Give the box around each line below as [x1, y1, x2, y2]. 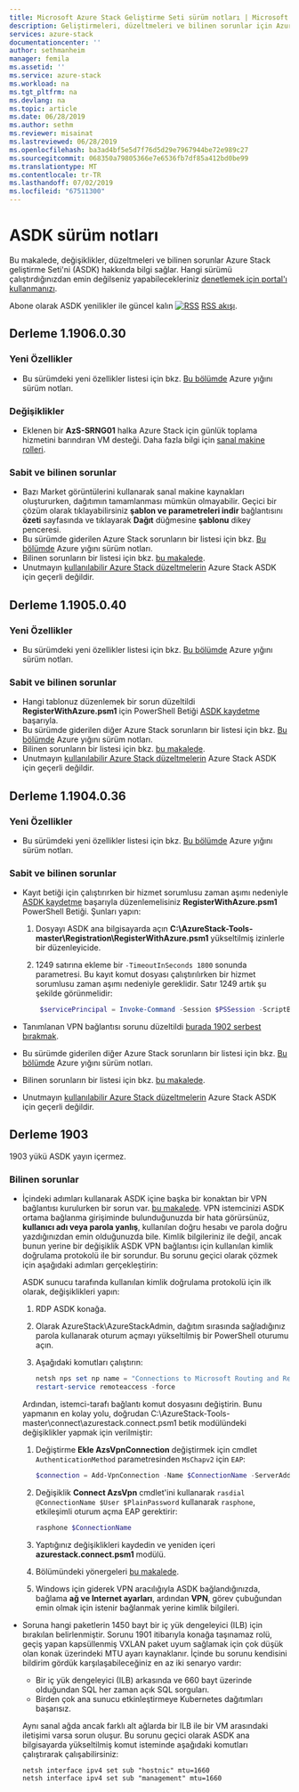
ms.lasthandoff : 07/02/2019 [9, 179, 114, 188]
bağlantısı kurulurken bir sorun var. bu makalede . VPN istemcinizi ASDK [21, 1203, 285, 1214]
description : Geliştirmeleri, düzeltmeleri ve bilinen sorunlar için [9, 21, 273, 30]
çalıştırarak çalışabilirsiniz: [21, 1748, 119, 1759]
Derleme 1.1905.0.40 [9, 598, 127, 613]
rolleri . [21, 444, 46, 454]
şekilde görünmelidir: [35, 988, 113, 998]
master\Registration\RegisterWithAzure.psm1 [35, 933, 209, 944]
